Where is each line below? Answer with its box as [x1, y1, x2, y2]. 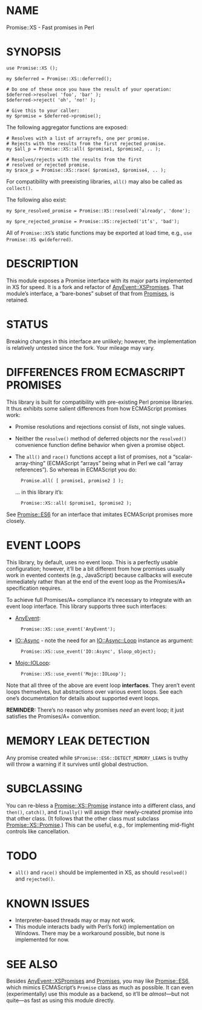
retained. [6, 296, 29, 304]
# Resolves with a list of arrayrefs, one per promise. [6, 135, 150, 142]
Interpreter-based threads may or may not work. [15, 916, 136, 924]
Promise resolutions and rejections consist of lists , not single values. [15, 423, 186, 430]
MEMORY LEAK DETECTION [6, 734, 150, 748]
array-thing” [15, 459, 46, 466]
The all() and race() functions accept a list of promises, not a [15, 453, 172, 460]
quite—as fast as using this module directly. [6, 997, 115, 1004]
